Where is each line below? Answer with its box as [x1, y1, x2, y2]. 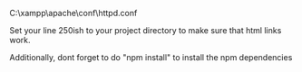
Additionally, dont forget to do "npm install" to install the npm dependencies [9, 52, 293, 62]
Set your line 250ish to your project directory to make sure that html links [9, 25, 282, 35]
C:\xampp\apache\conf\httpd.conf [9, 8, 138, 18]
